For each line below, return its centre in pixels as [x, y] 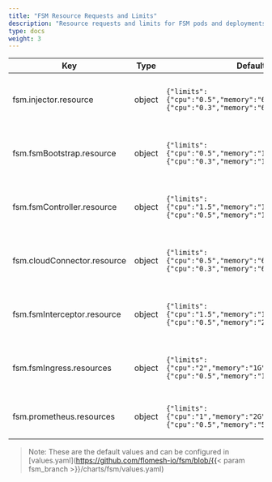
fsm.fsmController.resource [65, 207]
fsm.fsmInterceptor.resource [67, 314]
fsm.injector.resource [53, 100]
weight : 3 [25, 38]
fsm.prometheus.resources [64, 416]
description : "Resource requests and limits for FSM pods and [115, 23]
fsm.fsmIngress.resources [62, 368]
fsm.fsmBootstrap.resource [64, 153]
